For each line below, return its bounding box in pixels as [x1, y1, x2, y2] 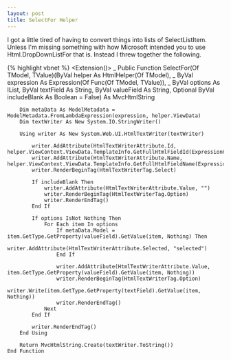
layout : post [7, 10, 45, 17]
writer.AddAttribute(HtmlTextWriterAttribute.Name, [32, 154, 184, 161]
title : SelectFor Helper [7, 17, 78, 23]
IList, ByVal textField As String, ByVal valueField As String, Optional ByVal [7, 86, 214, 94]
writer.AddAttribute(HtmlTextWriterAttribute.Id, [32, 142, 177, 149]
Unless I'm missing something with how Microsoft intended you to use [7, 43, 206, 51]
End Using [19, 329, 48, 337]
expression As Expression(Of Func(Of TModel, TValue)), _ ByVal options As [7, 78, 221, 86]
